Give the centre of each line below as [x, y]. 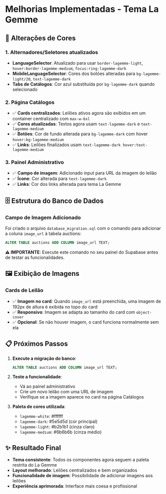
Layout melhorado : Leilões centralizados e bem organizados [75, 470]
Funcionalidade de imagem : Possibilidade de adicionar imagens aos [83, 476]
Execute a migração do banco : [44, 358]
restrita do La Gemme [35, 465]
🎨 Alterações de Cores [41, 38]
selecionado [25, 89]
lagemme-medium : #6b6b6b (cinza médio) [61, 432]
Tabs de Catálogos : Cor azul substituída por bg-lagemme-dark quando [83, 84]
